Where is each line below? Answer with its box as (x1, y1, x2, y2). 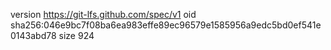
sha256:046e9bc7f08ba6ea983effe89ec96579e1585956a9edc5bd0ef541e (10, 19, 322, 31)
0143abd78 (10, 30, 57, 41)
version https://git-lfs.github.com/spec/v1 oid (10, 9, 197, 20)
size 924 (58, 30, 95, 41)
